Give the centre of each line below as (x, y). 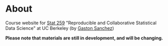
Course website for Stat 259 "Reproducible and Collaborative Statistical (81, 23)
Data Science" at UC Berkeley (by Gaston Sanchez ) (60, 28)
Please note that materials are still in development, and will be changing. (84, 38)
